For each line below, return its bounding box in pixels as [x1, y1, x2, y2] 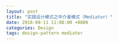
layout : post [6, 8, 38, 15]
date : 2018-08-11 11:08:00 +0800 [6, 19, 88, 25]
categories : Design [6, 25, 54, 31]
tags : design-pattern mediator [6, 30, 83, 36]
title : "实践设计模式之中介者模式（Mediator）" [6, 14, 113, 20]
